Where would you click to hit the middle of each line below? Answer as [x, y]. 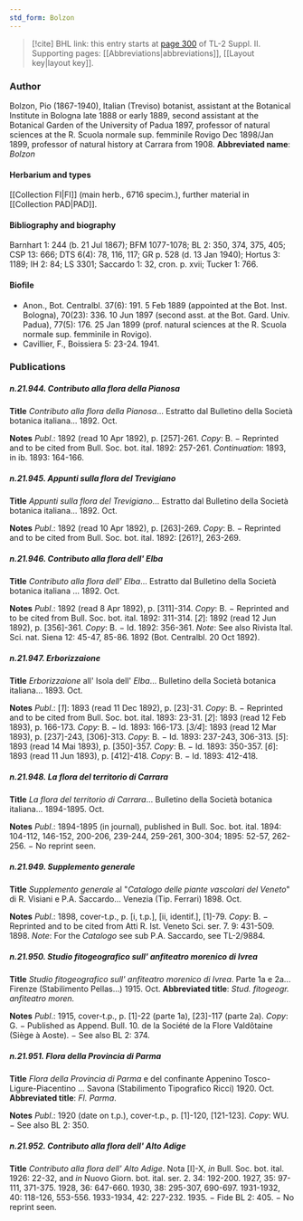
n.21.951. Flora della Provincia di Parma [85, 1055]
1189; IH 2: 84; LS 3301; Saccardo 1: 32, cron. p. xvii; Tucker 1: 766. [134, 264]
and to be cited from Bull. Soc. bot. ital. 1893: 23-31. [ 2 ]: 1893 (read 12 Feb [148, 718]
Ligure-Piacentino [43, 1088]
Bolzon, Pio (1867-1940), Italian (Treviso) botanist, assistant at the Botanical [150, 106]
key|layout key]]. [62, 62]
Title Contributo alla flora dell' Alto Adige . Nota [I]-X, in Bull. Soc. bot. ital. [147, 1169]
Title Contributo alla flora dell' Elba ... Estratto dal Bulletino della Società [143, 582]
